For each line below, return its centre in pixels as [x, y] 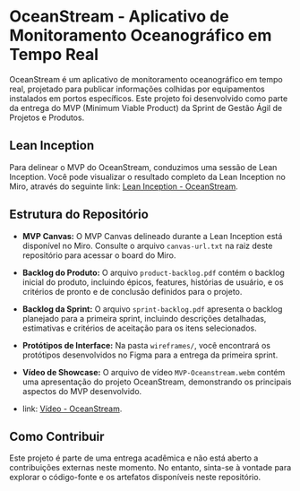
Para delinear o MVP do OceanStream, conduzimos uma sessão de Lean [143, 167]
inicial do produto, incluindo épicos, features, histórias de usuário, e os [153, 282]
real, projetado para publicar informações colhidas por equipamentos [137, 89]
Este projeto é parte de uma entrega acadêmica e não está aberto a [134, 458]
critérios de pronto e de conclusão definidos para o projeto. [132, 291]
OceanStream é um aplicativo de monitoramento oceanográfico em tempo [146, 79]
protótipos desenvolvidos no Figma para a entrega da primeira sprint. [150, 355]
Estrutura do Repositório [79, 215]
